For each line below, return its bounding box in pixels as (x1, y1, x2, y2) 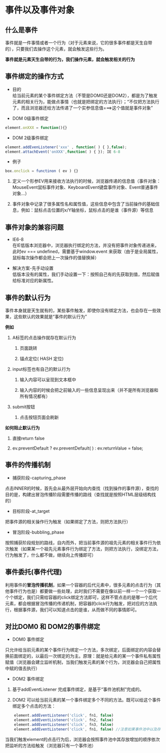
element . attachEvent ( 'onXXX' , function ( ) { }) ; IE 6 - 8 (5, 149, 121, 154)
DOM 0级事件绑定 (12, 115, 49, 121)
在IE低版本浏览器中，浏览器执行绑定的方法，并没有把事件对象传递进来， (12, 243, 159, 249)
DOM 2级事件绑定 (12, 134, 48, 141)
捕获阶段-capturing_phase (12, 475, 66, 481)
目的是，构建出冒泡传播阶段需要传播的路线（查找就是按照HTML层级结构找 (5, 491, 157, 497)
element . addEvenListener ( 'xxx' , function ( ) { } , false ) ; (5, 144, 127, 150)
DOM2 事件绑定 (12, 676, 44, 682)
